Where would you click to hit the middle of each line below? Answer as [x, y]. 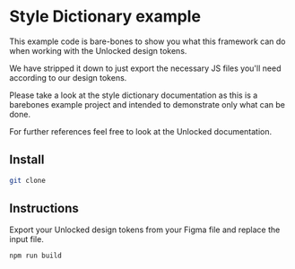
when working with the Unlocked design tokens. [98, 50]
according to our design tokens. [68, 77]
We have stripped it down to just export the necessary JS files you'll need [145, 68]
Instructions [44, 208]
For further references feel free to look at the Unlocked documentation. [141, 131]
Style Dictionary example [105, 17]
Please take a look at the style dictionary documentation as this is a [134, 95]
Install [27, 160]
